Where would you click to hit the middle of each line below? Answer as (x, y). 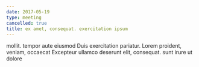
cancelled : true (27, 23)
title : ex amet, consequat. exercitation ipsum (67, 29)
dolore (14, 59)
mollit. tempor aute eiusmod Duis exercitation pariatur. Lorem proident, (94, 46)
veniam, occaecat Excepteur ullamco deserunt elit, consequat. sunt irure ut (99, 53)
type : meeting (24, 18)
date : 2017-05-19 (28, 12)
